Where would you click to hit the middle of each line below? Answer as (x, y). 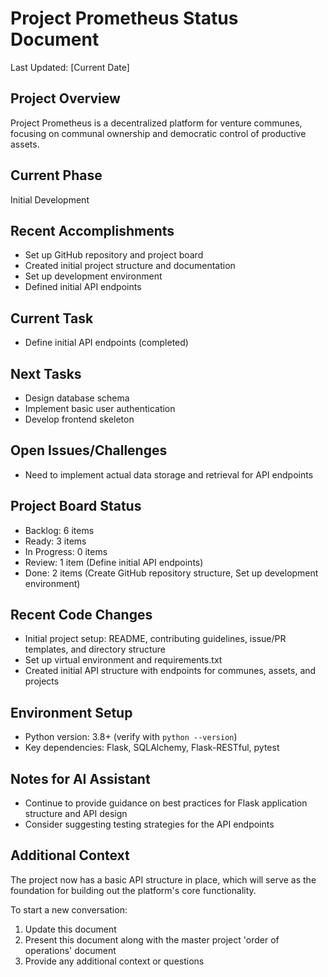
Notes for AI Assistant (80, 778)
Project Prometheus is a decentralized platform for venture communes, (156, 123)
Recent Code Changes (81, 615)
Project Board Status (76, 506)
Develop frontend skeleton (79, 419)
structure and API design (76, 814)
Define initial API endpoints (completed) (106, 343)
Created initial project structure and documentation (130, 266)
